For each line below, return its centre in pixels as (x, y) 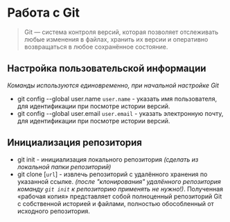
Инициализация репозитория (74, 143)
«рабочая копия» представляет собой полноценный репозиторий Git (120, 196)
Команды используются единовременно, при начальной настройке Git (113, 85)
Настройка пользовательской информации (107, 68)
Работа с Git (44, 13)
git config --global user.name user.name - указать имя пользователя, (117, 99)
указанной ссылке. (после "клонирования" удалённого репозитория (119, 181)
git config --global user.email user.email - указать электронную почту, (120, 113)
